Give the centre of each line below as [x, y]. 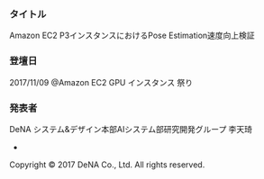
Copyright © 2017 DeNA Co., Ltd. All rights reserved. [107, 165]
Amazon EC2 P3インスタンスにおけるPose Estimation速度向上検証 [132, 36]
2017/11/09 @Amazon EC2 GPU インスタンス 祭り [101, 82]
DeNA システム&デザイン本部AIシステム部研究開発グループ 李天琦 [131, 129]
